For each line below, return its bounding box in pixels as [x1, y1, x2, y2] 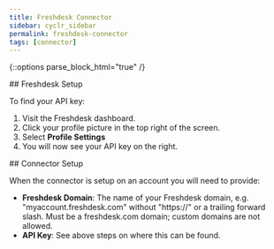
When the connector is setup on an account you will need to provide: [9, 176, 261, 186]
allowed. [21, 221, 53, 231]
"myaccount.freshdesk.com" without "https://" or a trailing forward [21, 202, 266, 213]
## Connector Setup [9, 158, 84, 169]
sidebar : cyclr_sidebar [9, 21, 97, 30]
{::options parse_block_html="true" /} [9, 62, 146, 72]
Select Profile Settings [21, 132, 106, 142]
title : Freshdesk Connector [9, 12, 113, 22]
